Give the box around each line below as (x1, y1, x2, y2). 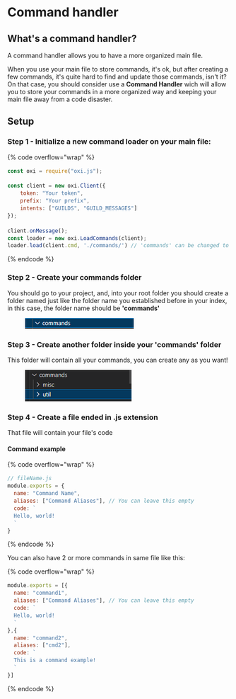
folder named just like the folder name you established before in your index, (7, 296, 228, 305)
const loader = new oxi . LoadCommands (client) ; (7, 234, 147, 241)
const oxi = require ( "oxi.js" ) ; (7, 167, 102, 174)
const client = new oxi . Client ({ (7, 182, 106, 190)
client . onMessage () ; (7, 227, 69, 234)
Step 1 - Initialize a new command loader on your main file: (7, 137, 211, 147)
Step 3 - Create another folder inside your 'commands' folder (7, 339, 222, 349)
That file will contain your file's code (7, 428, 113, 437)
